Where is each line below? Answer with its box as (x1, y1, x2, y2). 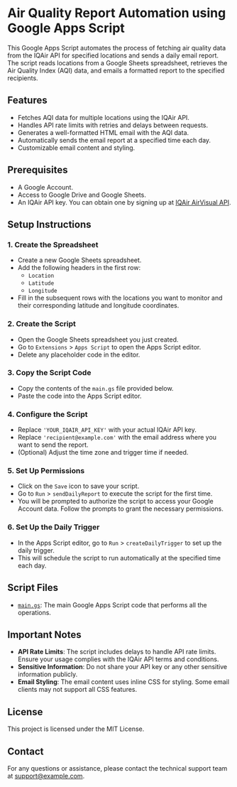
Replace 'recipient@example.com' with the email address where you (17, 433, 217, 442)
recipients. (7, 73, 38, 82)
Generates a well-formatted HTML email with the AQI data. (17, 128, 189, 136)
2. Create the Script (7, 319, 76, 329)
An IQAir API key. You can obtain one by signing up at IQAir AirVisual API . (17, 197, 231, 207)
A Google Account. (17, 183, 73, 191)
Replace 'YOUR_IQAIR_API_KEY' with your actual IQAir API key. (17, 425, 197, 434)
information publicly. (17, 670, 78, 679)
